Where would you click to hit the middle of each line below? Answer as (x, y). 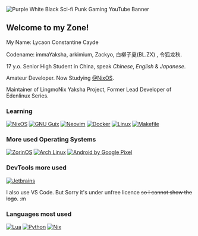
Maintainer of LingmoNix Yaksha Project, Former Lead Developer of (89, 89)
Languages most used (39, 214)
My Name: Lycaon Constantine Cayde (53, 42)
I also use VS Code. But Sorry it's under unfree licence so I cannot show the (99, 192)
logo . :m (16, 199)
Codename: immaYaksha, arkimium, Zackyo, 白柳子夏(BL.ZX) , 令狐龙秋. (94, 54)
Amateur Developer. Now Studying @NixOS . (60, 78)
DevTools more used (36, 168)
